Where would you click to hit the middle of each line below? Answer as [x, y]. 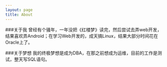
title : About [19, 15]
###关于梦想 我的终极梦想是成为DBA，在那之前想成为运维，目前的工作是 [81, 53]
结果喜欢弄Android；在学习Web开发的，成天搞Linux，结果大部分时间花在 [82, 36]
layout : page [19, 10]
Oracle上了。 [19, 42]
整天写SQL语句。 [32, 59]
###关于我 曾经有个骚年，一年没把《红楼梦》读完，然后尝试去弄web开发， [83, 29]
